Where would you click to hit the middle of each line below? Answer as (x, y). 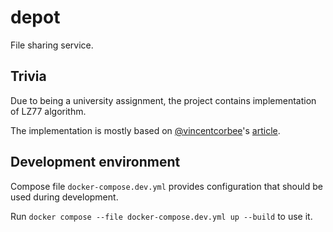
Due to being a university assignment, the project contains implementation (163, 100)
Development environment (95, 162)
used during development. (64, 197)
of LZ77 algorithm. (48, 111)
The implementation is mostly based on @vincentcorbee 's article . (145, 130)
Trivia (28, 76)
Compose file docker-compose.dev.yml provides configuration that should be (166, 186)
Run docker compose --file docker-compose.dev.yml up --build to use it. (161, 216)
